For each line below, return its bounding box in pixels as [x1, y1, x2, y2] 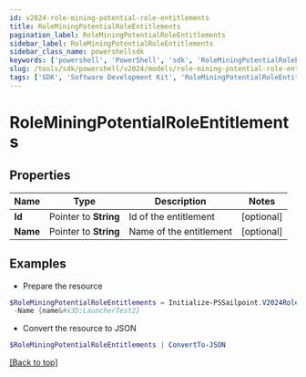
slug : [9, 65, 30, 74]
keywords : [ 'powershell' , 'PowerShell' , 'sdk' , [9, 56, 194, 65]
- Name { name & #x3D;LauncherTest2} [13, 307, 141, 316]
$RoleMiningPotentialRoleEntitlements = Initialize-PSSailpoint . [9, 298, 262, 307]
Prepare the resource [22, 280, 103, 291]
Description [154, 194, 207, 207]
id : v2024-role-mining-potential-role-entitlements [9, 13, 209, 23]
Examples [9, 257, 66, 272]
